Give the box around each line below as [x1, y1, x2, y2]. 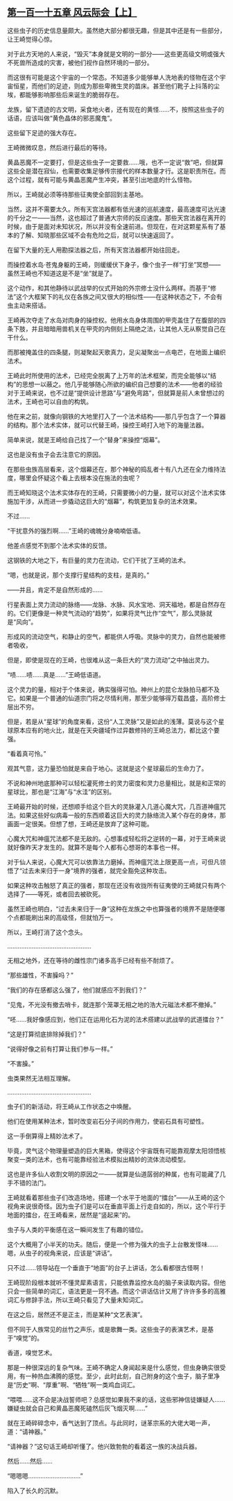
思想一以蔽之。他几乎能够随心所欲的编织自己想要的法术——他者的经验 [21, 380, 223, 388]
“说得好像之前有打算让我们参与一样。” [7, 1045, 113, 1053]
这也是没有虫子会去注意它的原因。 [7, 450, 105, 458]
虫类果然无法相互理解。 [7, 1074, 74, 1082]
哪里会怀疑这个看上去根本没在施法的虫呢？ [19, 474, 141, 482]
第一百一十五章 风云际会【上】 [7, 6, 137, 19]
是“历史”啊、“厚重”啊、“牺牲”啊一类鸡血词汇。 [7, 1380, 139, 1389]
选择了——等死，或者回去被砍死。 [7, 890, 105, 898]
